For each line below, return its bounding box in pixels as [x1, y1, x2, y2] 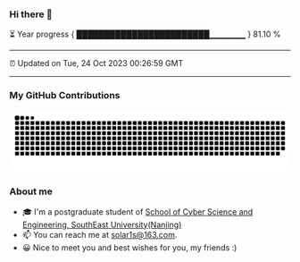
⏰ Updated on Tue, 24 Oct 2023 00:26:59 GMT [9, 58, 184, 69]
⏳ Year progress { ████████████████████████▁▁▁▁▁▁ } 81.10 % [9, 29, 281, 39]
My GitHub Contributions [9, 89, 121, 102]
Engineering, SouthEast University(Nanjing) [21, 219, 182, 230]
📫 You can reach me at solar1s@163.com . [21, 229, 178, 240]
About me [9, 185, 54, 198]
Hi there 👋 [9, 8, 54, 21]
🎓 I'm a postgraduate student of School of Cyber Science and [21, 206, 254, 217]
